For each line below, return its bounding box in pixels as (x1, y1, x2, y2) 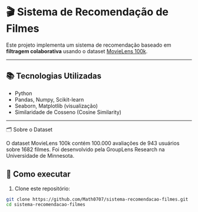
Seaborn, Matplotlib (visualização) (14, 102, 98, 109)
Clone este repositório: (14, 185, 71, 192)
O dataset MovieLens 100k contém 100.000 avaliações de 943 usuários (6, 139, 180, 146)
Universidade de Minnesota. (6, 152, 75, 159)
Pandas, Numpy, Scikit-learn (14, 96, 84, 103)
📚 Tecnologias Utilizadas (6, 71, 102, 81)
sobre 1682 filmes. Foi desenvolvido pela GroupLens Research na (6, 146, 165, 153)
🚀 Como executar (6, 169, 71, 180)
